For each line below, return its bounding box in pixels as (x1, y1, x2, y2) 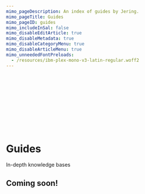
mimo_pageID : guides (6, 19, 56, 25)
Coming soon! (6, 178, 58, 188)
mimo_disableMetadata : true (6, 36, 75, 41)
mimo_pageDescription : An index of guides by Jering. (6, 8, 140, 15)
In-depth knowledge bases (6, 161, 71, 168)
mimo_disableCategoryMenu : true (6, 41, 84, 47)
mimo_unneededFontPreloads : (6, 52, 75, 58)
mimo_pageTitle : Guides (6, 14, 64, 20)
